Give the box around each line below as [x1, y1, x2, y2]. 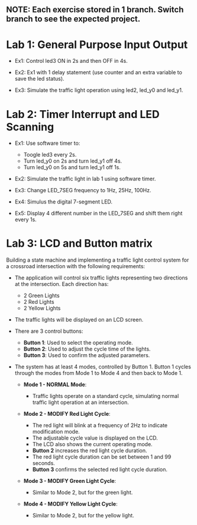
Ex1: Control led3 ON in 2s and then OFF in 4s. [14, 58, 128, 65]
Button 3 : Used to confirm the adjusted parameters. [23, 352, 150, 359]
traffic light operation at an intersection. [32, 399, 129, 406]
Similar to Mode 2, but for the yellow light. [32, 512, 134, 519]
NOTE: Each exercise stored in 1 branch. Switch [6, 5, 184, 15]
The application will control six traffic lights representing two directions [14, 274, 188, 281]
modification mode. [32, 428, 80, 435]
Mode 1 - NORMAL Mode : [23, 381, 87, 388]
